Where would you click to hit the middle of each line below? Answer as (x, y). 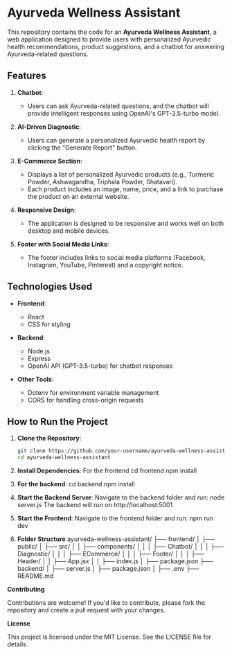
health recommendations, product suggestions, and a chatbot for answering (116, 46)
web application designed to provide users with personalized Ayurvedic (109, 39)
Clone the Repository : (49, 439)
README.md (35, 576)
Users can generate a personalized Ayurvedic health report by (116, 140)
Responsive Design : (46, 210)
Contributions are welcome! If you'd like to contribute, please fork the (106, 603)
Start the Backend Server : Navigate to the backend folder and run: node (121, 497)
